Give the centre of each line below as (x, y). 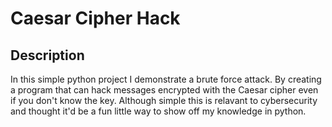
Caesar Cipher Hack (95, 18)
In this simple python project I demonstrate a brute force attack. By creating (166, 79)
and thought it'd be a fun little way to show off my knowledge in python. (158, 111)
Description (47, 55)
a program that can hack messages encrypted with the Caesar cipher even (164, 90)
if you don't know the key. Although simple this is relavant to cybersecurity (164, 100)
